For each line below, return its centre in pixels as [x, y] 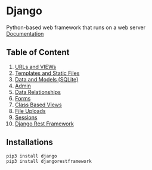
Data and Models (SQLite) [46, 79]
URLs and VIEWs [35, 67]
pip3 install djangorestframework [49, 162]
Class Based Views [38, 105]
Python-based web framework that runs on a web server [76, 27]
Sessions [26, 117]
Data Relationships [38, 92]
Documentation [25, 33]
